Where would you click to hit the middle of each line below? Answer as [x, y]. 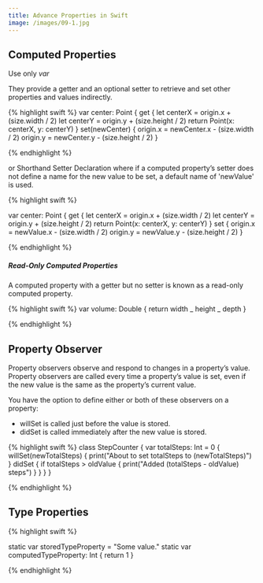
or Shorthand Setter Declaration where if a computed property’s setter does [131, 168]
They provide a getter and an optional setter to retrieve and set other [119, 89]
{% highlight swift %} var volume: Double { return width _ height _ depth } [127, 309]
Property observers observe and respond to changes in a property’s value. [129, 368]
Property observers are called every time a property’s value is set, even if [127, 377]
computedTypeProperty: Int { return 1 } [71, 555]
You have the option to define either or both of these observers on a [119, 400]
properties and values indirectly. [60, 97]
